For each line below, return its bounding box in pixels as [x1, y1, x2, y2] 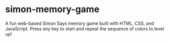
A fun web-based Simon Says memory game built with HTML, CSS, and [5, 20, 154, 26]
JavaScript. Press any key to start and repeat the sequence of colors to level [5, 25, 164, 31]
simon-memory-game [5, 4, 100, 15]
